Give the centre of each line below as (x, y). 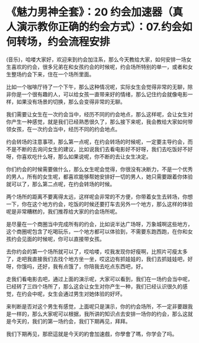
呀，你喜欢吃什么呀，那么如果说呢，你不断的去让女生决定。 (79, 156)
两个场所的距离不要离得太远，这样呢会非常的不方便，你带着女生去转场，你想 (99, 196)
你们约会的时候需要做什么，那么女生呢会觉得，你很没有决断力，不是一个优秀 (99, 169)
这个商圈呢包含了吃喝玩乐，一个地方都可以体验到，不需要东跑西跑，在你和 (97, 231)
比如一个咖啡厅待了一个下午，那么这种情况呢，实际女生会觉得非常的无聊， (97, 87)
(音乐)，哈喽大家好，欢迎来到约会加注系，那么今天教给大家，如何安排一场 (96, 59)
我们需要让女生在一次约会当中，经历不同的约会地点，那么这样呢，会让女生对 (99, 114)
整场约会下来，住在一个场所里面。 (53, 74)
